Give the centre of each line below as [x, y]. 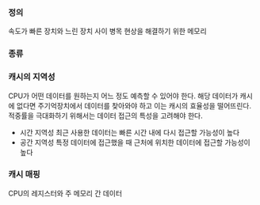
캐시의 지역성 [32, 77]
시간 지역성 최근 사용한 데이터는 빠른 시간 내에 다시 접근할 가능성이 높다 [130, 132]
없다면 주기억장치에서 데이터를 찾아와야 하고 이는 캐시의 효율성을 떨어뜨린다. [134, 105]
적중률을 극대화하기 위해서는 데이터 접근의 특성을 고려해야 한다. [106, 116]
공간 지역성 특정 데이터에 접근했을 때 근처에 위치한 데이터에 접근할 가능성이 [135, 142]
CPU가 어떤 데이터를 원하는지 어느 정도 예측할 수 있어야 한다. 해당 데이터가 [123, 96]
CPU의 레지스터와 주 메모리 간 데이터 [65, 193]
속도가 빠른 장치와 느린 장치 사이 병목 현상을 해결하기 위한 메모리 [108, 31]
